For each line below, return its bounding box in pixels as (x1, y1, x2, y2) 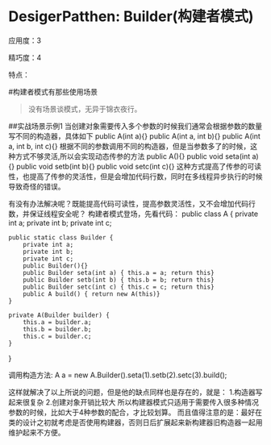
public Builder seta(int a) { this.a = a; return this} (23, 268, 215, 277)
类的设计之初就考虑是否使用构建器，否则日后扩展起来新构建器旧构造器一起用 (8, 417, 263, 427)
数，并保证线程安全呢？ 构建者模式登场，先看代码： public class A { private (8, 209, 259, 218)
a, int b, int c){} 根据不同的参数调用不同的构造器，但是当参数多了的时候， (8, 141, 251, 151)
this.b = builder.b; (23, 325, 92, 333)
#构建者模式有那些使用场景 (8, 86, 98, 97)
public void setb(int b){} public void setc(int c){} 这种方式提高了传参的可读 (15, 161, 262, 171)
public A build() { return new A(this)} (23, 289, 161, 298)
